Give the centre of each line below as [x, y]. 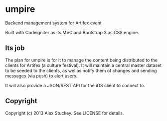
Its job [15, 48]
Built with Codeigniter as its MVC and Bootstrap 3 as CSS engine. [72, 32]
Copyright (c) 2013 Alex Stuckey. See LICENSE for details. [65, 113]
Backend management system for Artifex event [54, 23]
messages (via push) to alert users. [41, 76]
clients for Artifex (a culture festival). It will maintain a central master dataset [83, 65]
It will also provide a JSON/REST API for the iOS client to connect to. [75, 85]
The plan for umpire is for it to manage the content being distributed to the [82, 60]
